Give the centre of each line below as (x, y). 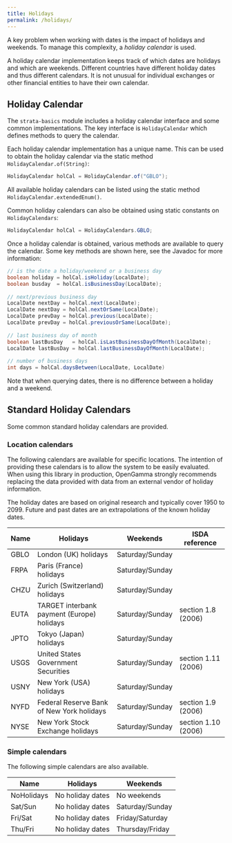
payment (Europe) (67, 615)
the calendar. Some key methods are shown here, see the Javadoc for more (115, 251)
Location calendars (40, 444)
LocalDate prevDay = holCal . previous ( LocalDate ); (80, 316)
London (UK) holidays (72, 554)
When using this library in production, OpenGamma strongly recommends (112, 474)
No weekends (138, 795)
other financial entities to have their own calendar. (78, 82)
